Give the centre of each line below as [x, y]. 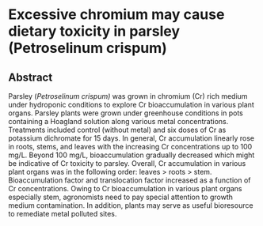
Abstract [30, 77]
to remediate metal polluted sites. [63, 214]
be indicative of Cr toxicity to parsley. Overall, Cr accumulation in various [127, 163]
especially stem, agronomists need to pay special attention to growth [121, 197]
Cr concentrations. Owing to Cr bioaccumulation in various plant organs [126, 188]
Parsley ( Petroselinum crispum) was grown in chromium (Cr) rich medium [128, 96]
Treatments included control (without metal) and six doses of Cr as [117, 130]
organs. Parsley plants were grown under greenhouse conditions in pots [126, 113]
